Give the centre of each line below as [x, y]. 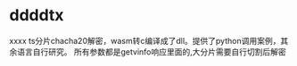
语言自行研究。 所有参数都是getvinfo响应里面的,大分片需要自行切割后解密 [152, 51]
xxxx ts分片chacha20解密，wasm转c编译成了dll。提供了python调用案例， [145, 40]
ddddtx [37, 15]
